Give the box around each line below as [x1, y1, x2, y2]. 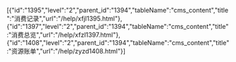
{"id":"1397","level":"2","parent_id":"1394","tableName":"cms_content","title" [6, 23, 229, 30]
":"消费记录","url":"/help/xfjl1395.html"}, [6, 14, 123, 23]
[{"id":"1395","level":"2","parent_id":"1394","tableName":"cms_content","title [6, 6, 229, 14]
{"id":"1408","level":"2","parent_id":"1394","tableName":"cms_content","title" [6, 39, 230, 46]
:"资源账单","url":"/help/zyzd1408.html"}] [6, 47, 125, 55]
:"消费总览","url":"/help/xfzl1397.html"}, [6, 31, 121, 39]
